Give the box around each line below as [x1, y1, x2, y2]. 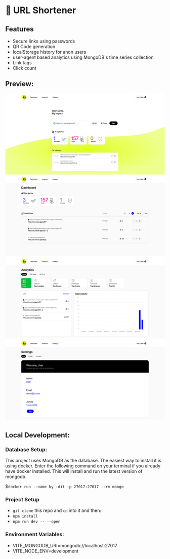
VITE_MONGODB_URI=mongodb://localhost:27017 [12, 542, 117, 548]
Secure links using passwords [12, 38, 75, 44]
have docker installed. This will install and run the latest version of [5, 468, 143, 474]
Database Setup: [5, 446, 48, 453]
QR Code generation [12, 44, 56, 50]
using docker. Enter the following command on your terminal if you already [5, 463, 161, 469]
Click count [12, 65, 36, 71]
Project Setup [5, 496, 39, 503]
